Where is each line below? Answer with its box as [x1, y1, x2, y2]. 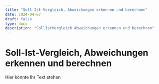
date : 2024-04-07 [5, 12, 41, 17]
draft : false [5, 16, 32, 21]
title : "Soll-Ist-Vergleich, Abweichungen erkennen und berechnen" [5, 7, 148, 12]
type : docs [5, 21, 28, 26]
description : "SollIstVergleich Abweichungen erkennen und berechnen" [5, 26, 155, 31]
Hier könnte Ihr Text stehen [5, 74, 61, 80]
